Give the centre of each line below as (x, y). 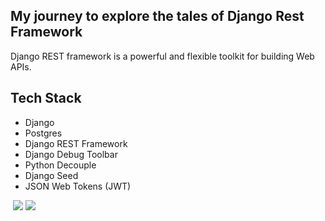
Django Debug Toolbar (71, 154)
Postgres (43, 133)
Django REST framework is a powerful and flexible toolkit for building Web (162, 56)
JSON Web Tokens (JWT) (78, 186)
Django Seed (51, 175)
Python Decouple (60, 165)
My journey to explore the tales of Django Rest (157, 16)
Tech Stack (46, 98)
